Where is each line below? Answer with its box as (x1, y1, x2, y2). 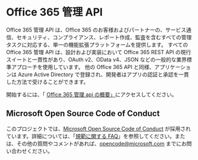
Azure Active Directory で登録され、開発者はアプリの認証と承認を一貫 (17, 71, 190, 78)
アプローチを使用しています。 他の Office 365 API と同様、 (11, 63, 155, 70)
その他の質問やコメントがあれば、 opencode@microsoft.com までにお (16, 140, 187, 147)
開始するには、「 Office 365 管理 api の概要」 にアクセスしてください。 (6, 90, 177, 98)
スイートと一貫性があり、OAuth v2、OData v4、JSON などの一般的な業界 (6, 56, 187, 63)
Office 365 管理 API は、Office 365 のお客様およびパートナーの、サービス (6, 26, 187, 33)
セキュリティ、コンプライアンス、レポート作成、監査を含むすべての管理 (16, 33, 192, 40)
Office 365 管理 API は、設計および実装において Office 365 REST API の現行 (6, 48, 191, 55)
